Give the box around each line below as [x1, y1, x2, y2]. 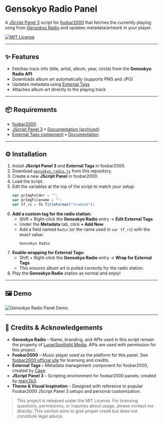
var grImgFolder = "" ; [12, 193, 58, 198]
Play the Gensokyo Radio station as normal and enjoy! [12, 270, 121, 276]
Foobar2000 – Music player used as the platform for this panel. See [12, 352, 148, 358]
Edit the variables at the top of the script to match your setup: [12, 184, 135, 189]
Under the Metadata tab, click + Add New [19, 221, 104, 227]
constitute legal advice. [16, 413, 64, 419]
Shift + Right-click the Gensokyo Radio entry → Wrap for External [19, 255, 152, 260]
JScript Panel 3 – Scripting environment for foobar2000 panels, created [12, 372, 156, 378]
